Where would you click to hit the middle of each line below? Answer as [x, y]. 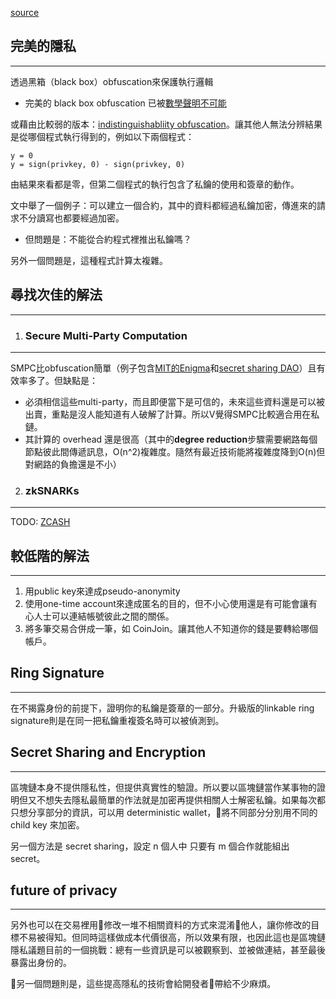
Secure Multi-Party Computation [106, 335]
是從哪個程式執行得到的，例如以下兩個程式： [102, 136]
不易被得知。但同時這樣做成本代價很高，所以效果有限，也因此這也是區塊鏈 [172, 938]
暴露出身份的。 [41, 963]
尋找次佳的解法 [56, 295]
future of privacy [64, 890]
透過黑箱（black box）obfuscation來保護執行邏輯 [112, 81]
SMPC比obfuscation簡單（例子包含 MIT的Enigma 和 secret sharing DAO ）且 [163, 368]
